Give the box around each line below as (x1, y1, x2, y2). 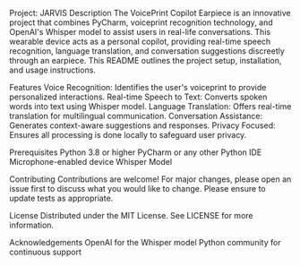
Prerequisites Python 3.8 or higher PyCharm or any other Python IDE (9, 147, 262, 158)
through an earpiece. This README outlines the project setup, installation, (9, 56, 282, 65)
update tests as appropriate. (9, 193, 114, 203)
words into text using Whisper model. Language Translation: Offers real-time (9, 101, 292, 111)
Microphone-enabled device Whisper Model (9, 157, 173, 167)
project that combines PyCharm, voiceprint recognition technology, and (9, 17, 273, 28)
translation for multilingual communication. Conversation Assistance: (9, 111, 262, 121)
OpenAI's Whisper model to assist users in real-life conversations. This (9, 27, 271, 37)
